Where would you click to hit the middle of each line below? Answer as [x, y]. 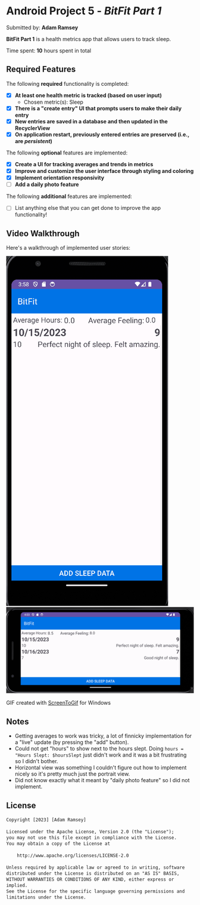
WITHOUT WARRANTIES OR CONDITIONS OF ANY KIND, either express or [90, 880]
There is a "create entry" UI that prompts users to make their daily [98, 108]
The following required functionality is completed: [68, 83]
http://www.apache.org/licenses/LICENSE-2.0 [73, 856]
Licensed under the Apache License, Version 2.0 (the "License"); [90, 832]
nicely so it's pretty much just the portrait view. [72, 774]
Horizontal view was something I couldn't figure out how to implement [101, 768]
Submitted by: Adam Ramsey [42, 27]
